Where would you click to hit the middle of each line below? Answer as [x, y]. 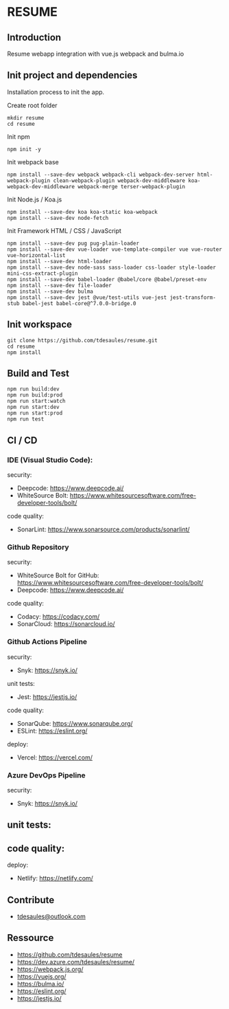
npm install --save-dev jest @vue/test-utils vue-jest [87, 297]
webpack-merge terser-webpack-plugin [132, 186]
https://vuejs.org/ [41, 976]
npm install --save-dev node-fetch [58, 218]
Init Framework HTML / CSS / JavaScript [64, 230]
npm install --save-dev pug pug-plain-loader [73, 243]
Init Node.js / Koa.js [35, 199]
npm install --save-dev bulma [50, 291]
